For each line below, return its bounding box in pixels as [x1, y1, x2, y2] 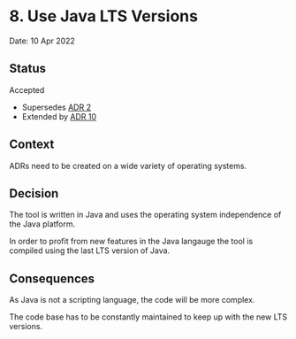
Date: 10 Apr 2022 [9, 35, 75, 46]
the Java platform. [9, 219, 76, 229]
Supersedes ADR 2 [21, 102, 91, 112]
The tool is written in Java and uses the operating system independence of [9, 210, 282, 220]
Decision [9, 186, 59, 201]
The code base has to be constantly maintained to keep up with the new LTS [9, 312, 288, 322]
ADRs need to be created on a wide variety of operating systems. [9, 160, 247, 171]
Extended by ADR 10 [21, 111, 97, 121]
